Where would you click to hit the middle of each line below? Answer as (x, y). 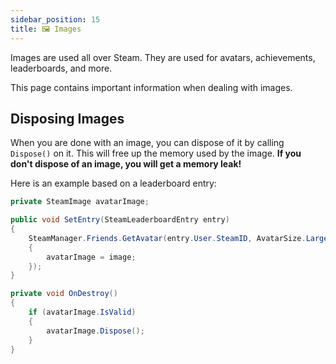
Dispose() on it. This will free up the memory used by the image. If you (156, 153)
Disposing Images (67, 118)
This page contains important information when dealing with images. (151, 87)
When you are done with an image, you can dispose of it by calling (147, 143)
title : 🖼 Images (46, 29)
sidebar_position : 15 (55, 19)
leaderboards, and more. (61, 68)
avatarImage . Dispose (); (95, 331)
